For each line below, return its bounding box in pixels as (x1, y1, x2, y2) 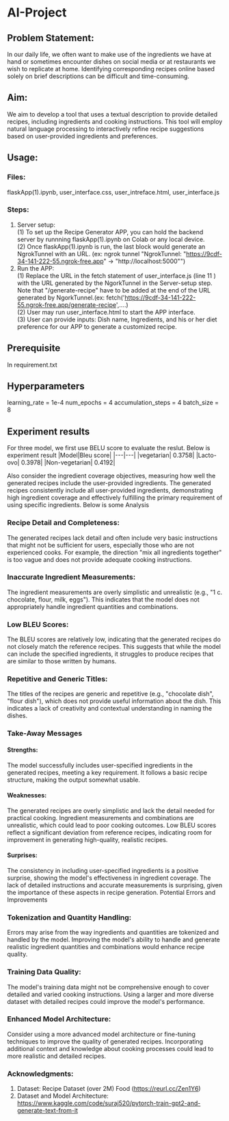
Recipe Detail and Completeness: (7, 518, 120, 528)
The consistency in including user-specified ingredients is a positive (7, 866, 199, 874)
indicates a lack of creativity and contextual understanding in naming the (7, 704, 213, 713)
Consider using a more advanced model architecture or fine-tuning (7, 1030, 196, 1038)
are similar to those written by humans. (7, 657, 117, 665)
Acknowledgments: (7, 1069, 74, 1079)
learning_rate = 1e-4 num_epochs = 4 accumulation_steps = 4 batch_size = (7, 399, 219, 407)
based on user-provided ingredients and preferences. (7, 132, 159, 140)
